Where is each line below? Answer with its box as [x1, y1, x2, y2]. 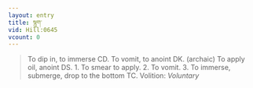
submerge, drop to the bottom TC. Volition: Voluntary [27, 71, 200, 80]
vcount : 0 [8, 33, 41, 41]
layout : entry [8, 11, 55, 19]
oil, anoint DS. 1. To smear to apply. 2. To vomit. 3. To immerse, [27, 63, 231, 72]
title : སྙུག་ [8, 19, 42, 26]
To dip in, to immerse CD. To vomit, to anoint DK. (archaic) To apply [27, 55, 245, 64]
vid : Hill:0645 [8, 26, 58, 33]
